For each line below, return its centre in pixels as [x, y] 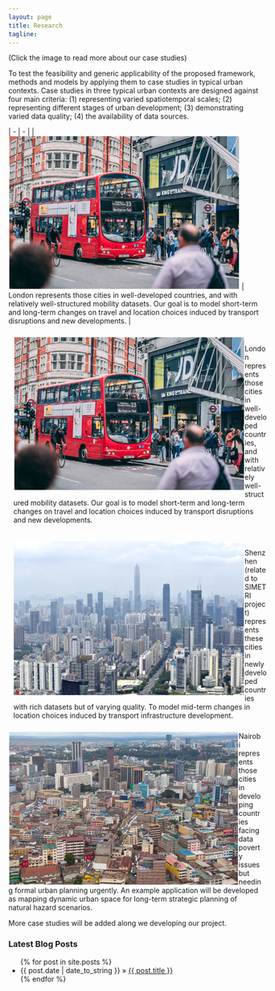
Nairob [250, 736]
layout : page [30, 17]
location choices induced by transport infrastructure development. [123, 716]
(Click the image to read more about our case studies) [98, 58]
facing [249, 831]
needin [250, 882]
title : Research [35, 25]
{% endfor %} [43, 979]
